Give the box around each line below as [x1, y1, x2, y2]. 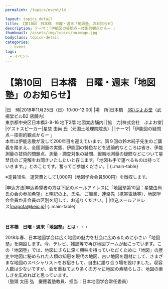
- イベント [10, 54, 30, 59]
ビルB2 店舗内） [14, 113, 48, 119]
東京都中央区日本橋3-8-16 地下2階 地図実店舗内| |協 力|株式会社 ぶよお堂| [5, 119, 163, 125]
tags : [5, 49, 17, 54]
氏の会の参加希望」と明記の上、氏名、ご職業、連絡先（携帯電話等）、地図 [5, 191, 157, 197]
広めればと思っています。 [18, 272, 71, 278]
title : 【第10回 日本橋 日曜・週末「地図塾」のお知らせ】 [5, 21, 115, 26]
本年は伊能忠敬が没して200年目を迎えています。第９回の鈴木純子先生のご [5, 138, 158, 144]
